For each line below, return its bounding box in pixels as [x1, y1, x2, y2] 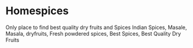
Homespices [5, 4, 69, 18]
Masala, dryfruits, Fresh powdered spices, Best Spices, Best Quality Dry [5, 30, 181, 37]
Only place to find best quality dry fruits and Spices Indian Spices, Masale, [5, 24, 187, 31]
